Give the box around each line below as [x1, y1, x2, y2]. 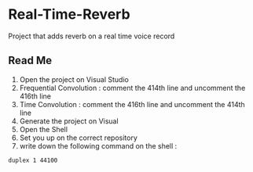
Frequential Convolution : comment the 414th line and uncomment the [19, 83, 246, 92]
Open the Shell [19, 124, 68, 134]
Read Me [8, 54, 53, 67]
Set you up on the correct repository [19, 133, 137, 142]
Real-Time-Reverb [8, 5, 131, 23]
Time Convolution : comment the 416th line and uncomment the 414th [19, 99, 245, 109]
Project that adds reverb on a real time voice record [8, 31, 175, 41]
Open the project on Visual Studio [19, 74, 130, 84]
